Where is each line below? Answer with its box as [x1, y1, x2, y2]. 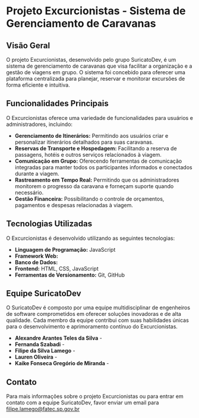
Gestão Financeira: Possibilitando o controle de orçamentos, [14, 195, 165, 202]
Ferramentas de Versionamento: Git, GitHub [14, 271, 125, 278]
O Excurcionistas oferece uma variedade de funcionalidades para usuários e [6, 114, 193, 121]
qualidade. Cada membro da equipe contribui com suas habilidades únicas [6, 316, 189, 324]
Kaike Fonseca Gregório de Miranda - [14, 360, 109, 367]
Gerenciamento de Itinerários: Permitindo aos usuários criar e [14, 132, 169, 139]
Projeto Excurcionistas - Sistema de [6, 4, 186, 18]
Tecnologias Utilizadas [6, 218, 93, 229]
